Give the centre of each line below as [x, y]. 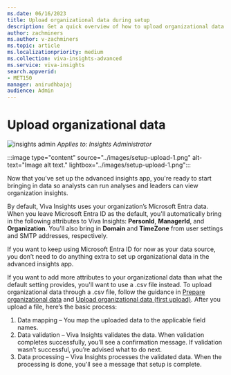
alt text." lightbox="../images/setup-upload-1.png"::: [118, 165]
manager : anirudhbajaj [40, 84]
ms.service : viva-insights [46, 65]
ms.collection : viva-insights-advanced [65, 59]
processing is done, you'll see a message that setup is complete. [109, 365]
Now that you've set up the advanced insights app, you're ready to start [110, 179]
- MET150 [20, 78]
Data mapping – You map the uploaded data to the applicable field [111, 320]
